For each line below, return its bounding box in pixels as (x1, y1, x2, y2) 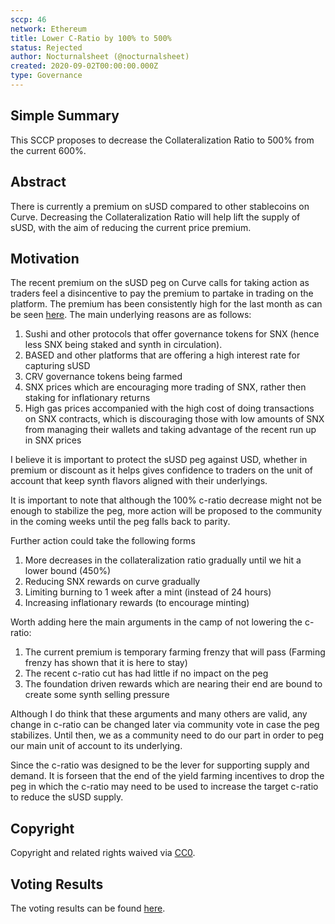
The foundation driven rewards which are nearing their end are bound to (24, 678, 323, 690)
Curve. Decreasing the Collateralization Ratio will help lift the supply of (10, 211, 301, 223)
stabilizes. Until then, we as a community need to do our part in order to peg (10, 729, 325, 741)
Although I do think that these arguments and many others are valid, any (10, 708, 308, 720)
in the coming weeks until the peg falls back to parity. (10, 516, 231, 528)
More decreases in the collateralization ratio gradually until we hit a (24, 554, 302, 566)
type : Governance (10, 71, 83, 81)
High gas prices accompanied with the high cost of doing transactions (24, 402, 315, 415)
